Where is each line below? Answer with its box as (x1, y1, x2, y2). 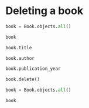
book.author (5, 55, 35, 61)
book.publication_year (5, 66, 61, 72)
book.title (5, 45, 32, 50)
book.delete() (5, 76, 40, 83)
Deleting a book (5, 4, 83, 18)
